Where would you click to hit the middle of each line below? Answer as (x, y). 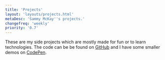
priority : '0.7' (22, 28)
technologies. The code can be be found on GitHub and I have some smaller (83, 47)
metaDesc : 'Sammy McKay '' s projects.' (45, 19)
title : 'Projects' (24, 10)
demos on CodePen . (26, 53)
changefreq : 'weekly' (27, 23)
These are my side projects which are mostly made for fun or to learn (76, 42)
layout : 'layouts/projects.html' (40, 14)
